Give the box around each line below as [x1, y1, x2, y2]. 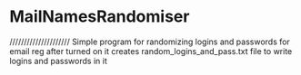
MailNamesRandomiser [9, 6, 190, 27]
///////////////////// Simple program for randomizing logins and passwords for [9, 36, 291, 47]
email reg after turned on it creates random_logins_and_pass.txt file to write [9, 45, 293, 56]
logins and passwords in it [9, 55, 107, 66]
